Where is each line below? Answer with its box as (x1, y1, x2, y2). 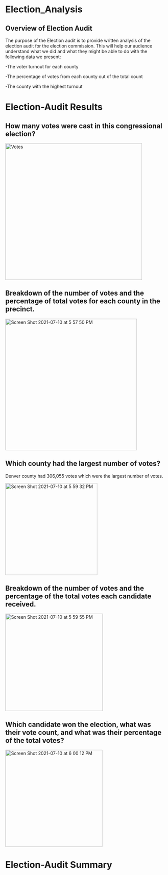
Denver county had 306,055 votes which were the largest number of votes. (5, 473, 163, 479)
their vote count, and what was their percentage (5, 728, 162, 737)
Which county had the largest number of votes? (5, 459, 161, 468)
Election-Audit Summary (5, 859, 112, 871)
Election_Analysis (5, 4, 83, 15)
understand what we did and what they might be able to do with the (5, 48, 148, 54)
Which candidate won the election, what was (5, 720, 152, 728)
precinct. (5, 305, 35, 313)
